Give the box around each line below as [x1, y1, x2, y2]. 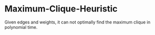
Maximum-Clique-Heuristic [4, 3, 118, 14]
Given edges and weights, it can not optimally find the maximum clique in [4, 19, 151, 25]
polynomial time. [4, 24, 38, 30]
